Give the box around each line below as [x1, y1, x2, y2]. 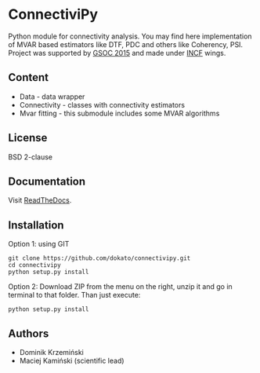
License [8, 131, 48, 144]
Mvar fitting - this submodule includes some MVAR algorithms [19, 108, 220, 118]
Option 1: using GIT [8, 240, 70, 249]
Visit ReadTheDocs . [8, 196, 72, 205]
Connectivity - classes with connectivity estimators [19, 100, 186, 109]
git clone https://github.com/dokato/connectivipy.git [8, 254, 191, 262]
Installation [8, 218, 64, 232]
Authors [8, 327, 49, 340]
